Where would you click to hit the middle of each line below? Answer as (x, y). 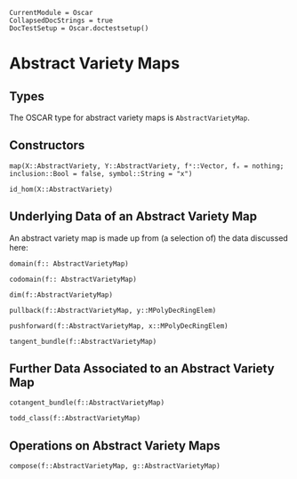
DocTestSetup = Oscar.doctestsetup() (79, 28)
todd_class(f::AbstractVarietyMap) (75, 419)
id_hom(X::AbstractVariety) (61, 189)
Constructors (47, 145)
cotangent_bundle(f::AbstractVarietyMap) (87, 403)
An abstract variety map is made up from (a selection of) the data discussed (149, 238)
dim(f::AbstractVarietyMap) (61, 295)
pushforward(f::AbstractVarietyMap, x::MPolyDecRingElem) (119, 326)
